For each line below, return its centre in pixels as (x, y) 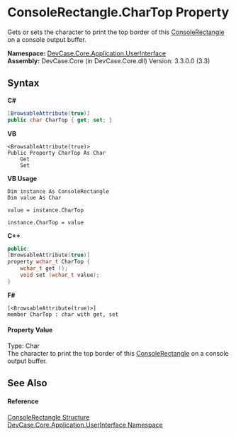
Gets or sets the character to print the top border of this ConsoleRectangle (116, 32)
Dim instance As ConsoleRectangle (58, 191)
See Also (27, 383)
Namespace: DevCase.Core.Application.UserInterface (87, 53)
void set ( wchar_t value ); (60, 275)
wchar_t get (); (44, 268)
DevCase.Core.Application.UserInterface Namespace (85, 425)
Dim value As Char (34, 197)
